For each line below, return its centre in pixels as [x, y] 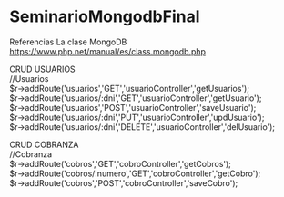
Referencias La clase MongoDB [68, 42]
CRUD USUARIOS [42, 69]
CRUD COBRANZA [44, 144]
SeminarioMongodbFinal [105, 17]
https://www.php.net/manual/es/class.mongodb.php [108, 51]
